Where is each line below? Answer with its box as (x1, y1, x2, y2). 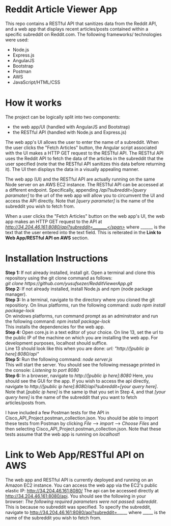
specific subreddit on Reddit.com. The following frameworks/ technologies (5, 31, 162, 37)
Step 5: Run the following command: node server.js (5, 356, 113, 362)
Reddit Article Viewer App (5, 4, 118, 15)
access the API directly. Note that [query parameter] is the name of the (5, 197, 154, 204)
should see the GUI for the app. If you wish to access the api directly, (5, 378, 150, 384)
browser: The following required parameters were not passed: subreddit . (5, 498, 158, 505)
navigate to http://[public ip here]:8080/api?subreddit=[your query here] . (5, 383, 158, 389)
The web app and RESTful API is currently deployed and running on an (5, 477, 153, 483)
